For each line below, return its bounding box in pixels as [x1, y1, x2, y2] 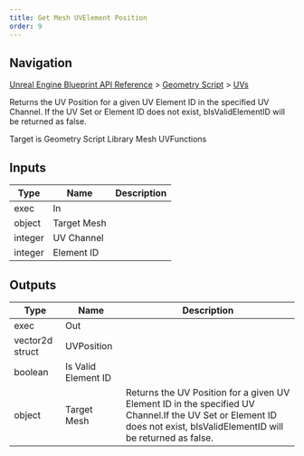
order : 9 [9, 22, 43, 31]
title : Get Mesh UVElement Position [9, 13, 147, 23]
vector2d [14, 334, 53, 346]
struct [14, 345, 39, 358]
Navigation [9, 55, 72, 71]
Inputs [9, 160, 47, 175]
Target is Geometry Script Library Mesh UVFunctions [9, 133, 207, 145]
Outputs [9, 277, 57, 293]
